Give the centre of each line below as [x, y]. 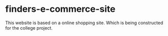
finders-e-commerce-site [61, 9]
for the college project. [29, 28]
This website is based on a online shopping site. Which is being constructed [84, 23]
